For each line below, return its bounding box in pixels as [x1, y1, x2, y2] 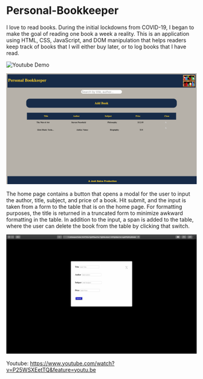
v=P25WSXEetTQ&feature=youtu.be [6, 366, 97, 373]
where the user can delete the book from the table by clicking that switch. [6, 222, 190, 229]
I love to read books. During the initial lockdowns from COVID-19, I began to [6, 24, 195, 31]
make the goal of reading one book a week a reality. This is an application [6, 30, 190, 37]
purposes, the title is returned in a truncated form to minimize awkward [6, 209, 183, 217]
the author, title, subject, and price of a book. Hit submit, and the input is [6, 196, 186, 203]
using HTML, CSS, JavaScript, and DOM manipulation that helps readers [6, 36, 187, 44]
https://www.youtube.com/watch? [30, 360, 115, 367]
